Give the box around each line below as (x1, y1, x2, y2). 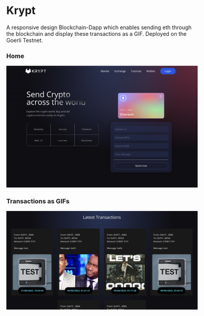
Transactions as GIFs (6, 197, 70, 205)
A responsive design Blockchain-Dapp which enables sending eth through (6, 24, 192, 31)
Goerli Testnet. (6, 36, 44, 44)
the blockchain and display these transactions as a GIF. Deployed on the (6, 30, 187, 37)
